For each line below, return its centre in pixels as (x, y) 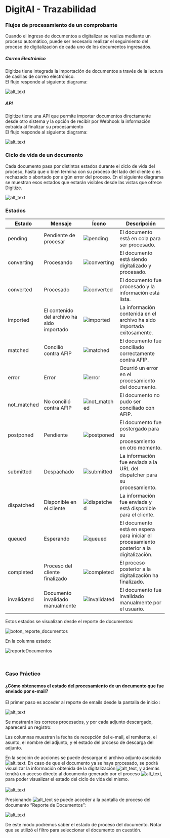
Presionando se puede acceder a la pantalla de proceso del (78, 800)
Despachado (59, 472)
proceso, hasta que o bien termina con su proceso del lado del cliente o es (83, 171)
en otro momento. (141, 448)
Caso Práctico (23, 674)
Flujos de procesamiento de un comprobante (61, 25)
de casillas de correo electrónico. (40, 76)
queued (17, 539)
